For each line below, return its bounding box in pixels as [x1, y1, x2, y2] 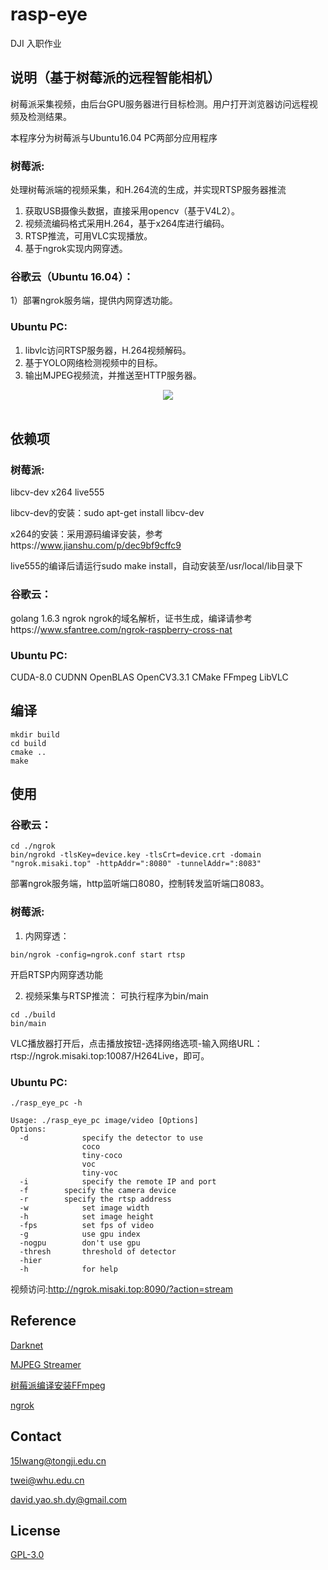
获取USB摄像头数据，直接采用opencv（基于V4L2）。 [24, 205, 241, 217]
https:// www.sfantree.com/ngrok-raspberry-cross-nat [10, 623, 233, 635]
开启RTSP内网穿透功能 [10, 968, 103, 980]
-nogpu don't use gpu [19, 1238, 141, 1248]
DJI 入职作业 [10, 37, 62, 49]
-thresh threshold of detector [19, 1247, 177, 1257]
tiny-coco [81, 1151, 123, 1161]
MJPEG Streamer [10, 1358, 82, 1370]
